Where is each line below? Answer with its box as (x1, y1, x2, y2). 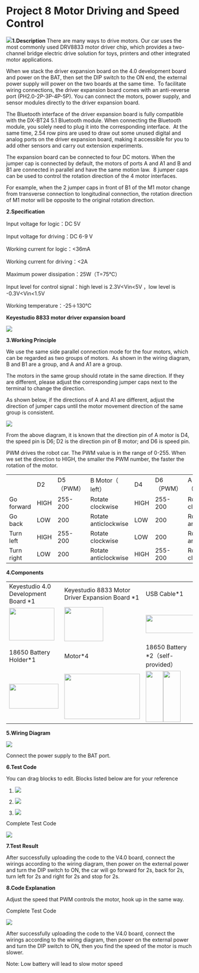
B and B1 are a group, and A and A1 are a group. (6, 361, 123, 368)
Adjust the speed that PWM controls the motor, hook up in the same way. (6, 895, 185, 902)
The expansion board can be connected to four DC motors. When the (6, 153, 176, 161)
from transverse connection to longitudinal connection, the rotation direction (6, 190, 192, 197)
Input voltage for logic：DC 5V (6, 220, 81, 227)
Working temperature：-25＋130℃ (6, 302, 92, 309)
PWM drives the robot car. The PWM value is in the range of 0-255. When (6, 449, 187, 456)
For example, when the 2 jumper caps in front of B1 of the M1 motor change (6, 184, 191, 191)
